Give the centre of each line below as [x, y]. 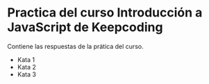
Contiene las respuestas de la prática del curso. [75, 46]
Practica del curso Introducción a [105, 13]
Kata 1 [26, 59]
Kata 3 [27, 74]
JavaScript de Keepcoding [85, 27]
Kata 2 [27, 67]
